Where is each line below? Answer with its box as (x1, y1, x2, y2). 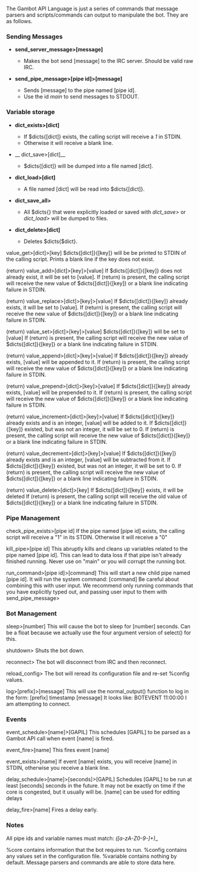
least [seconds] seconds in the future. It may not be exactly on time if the (6, 782, 185, 789)
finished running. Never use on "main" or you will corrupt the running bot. (6, 558, 187, 565)
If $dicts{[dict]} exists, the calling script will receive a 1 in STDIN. (23, 133, 182, 140)
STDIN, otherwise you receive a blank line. (6, 764, 110, 772)
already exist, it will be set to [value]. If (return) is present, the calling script (6, 273, 190, 280)
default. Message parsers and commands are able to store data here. (6, 858, 176, 866)
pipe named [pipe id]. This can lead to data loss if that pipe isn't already (6, 551, 182, 558)
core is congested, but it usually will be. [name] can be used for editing (6, 788, 180, 795)
